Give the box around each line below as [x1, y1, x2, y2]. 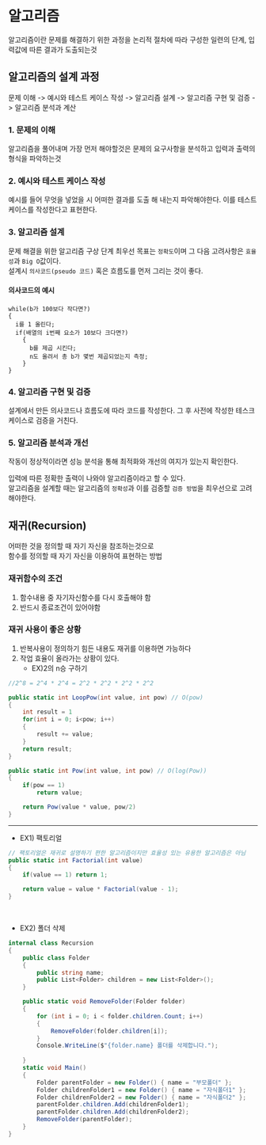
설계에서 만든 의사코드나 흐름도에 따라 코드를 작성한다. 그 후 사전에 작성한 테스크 [8, 405, 256, 416]
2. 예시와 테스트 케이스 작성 [8, 175, 106, 186]
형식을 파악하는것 [8, 154, 62, 163]
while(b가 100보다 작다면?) [8, 305, 91, 313]
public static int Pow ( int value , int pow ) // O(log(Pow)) [8, 767, 207, 774]
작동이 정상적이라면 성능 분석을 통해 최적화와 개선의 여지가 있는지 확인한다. [8, 457, 239, 466]
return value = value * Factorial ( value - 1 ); [22, 885, 179, 893]
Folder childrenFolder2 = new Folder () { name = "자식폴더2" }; [36, 1094, 247, 1101]
